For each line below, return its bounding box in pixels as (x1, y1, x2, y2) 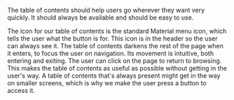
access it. (7, 87, 35, 94)
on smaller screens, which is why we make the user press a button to (7, 79, 207, 87)
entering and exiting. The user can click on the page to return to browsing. (7, 57, 222, 65)
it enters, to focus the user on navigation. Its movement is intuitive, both (7, 49, 214, 57)
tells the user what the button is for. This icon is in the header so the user (7, 34, 218, 43)
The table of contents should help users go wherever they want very (7, 6, 205, 14)
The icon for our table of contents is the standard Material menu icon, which (7, 27, 227, 35)
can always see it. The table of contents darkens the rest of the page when (7, 42, 224, 50)
